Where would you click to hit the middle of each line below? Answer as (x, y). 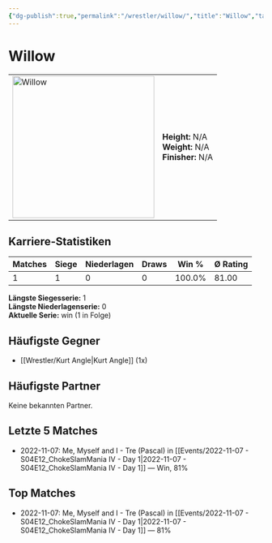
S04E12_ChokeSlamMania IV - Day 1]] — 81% (96, 530)
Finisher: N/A (188, 157)
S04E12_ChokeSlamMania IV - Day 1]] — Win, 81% (104, 468)
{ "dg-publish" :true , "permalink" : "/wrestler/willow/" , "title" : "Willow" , (132, 16)
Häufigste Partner (55, 386)
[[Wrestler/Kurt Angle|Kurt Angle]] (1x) (84, 360)
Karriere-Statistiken (60, 241)
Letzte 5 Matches (53, 431)
